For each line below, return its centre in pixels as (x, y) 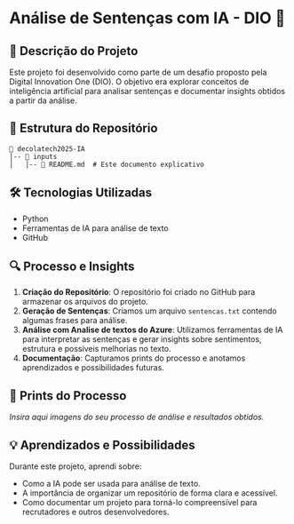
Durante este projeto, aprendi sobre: (75, 466)
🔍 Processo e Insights (72, 267)
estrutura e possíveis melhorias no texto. (96, 349)
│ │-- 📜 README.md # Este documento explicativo (107, 164)
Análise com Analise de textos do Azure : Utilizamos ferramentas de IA (152, 330)
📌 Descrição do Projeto (74, 51)
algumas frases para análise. (75, 321)
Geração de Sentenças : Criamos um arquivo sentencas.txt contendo (149, 311)
